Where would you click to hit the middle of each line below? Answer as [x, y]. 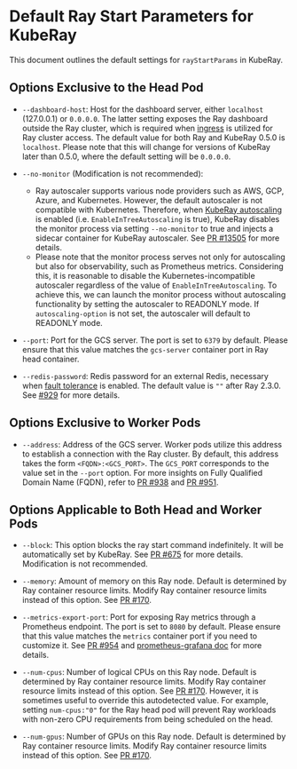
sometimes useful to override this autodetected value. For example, [145, 701]
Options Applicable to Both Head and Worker [136, 509]
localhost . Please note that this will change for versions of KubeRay [146, 147]
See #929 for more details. [71, 395]
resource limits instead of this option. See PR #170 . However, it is [140, 691]
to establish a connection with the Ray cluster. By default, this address [150, 454]
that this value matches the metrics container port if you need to [140, 636]
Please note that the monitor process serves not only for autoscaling [160, 257]
